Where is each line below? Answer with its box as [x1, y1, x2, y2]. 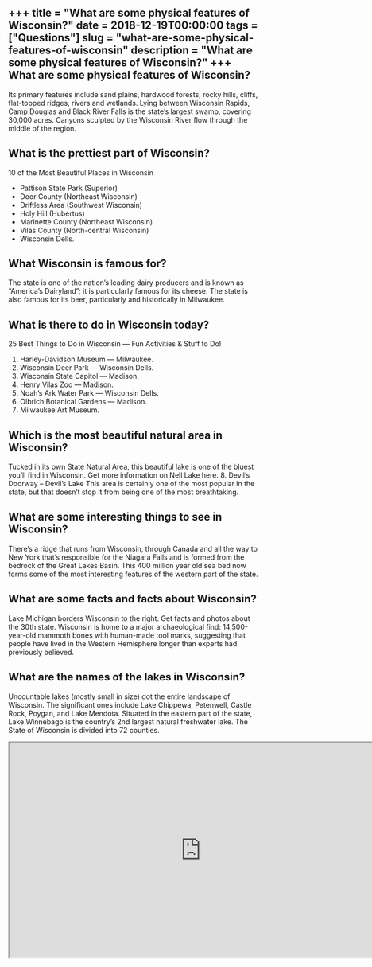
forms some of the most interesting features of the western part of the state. [8, 569, 258, 579]
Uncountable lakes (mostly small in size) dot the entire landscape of [8, 692, 231, 701]
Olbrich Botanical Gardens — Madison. [19, 397, 147, 407]
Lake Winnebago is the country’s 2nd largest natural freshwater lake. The [8, 716, 249, 727]
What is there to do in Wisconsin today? [8, 318, 210, 331]
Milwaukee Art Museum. [19, 405, 100, 415]
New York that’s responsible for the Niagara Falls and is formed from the [8, 552, 245, 562]
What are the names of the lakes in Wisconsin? [8, 670, 246, 684]
